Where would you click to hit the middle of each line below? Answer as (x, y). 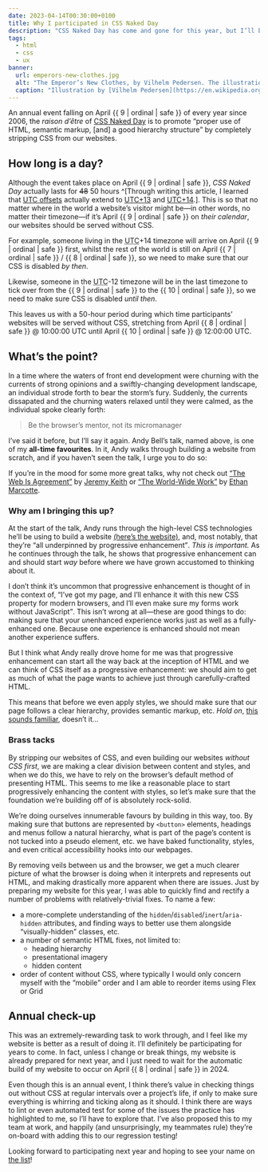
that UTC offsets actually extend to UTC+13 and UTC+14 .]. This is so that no (133, 200)
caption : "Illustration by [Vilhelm (76, 90)
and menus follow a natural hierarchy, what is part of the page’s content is (130, 832)
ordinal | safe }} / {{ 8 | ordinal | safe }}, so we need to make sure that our (128, 258)
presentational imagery (70, 957)
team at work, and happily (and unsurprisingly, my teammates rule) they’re (130, 1127)
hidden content (57, 966)
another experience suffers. (54, 638)
